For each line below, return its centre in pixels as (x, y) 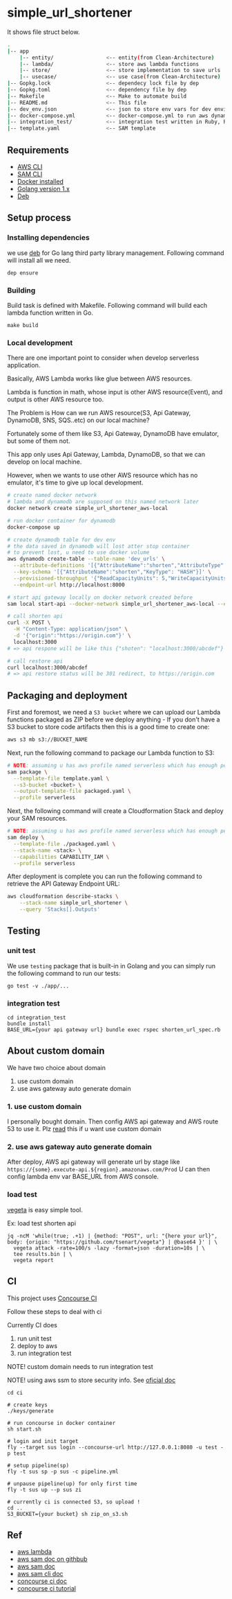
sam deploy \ (26, 838)
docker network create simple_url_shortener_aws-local (88, 508)
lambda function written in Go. (50, 313)
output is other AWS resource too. (56, 399)
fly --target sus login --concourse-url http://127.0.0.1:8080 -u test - (116, 1447)
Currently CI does (32, 1325)
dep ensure (23, 273)
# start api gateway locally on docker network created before (100, 597)
